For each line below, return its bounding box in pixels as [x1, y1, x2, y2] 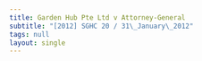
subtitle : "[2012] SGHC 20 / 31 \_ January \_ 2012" [9, 22, 194, 30]
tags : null [9, 30, 50, 39]
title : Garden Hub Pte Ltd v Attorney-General [9, 13, 186, 22]
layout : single [9, 38, 66, 48]
